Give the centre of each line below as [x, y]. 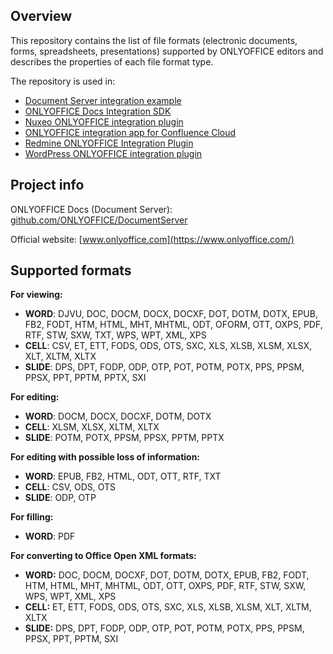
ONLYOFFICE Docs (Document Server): [91, 209]
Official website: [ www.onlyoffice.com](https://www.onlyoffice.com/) [152, 239]
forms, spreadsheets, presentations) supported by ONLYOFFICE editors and [167, 51]
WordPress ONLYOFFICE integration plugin [113, 153]
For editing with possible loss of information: [105, 457]
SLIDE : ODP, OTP [60, 498]
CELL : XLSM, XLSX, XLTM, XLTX [92, 427]
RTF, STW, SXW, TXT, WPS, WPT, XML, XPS [115, 335]
